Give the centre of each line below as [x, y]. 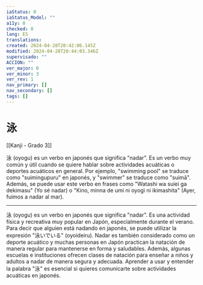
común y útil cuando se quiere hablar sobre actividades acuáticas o [90, 165]
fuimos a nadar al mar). [35, 197]
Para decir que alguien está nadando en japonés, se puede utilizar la [92, 228]
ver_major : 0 [23, 68]
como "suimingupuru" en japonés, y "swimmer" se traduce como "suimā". [98, 177]
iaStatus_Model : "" [31, 18]
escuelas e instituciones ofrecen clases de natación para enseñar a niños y [100, 255]
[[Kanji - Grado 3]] [29, 145]
